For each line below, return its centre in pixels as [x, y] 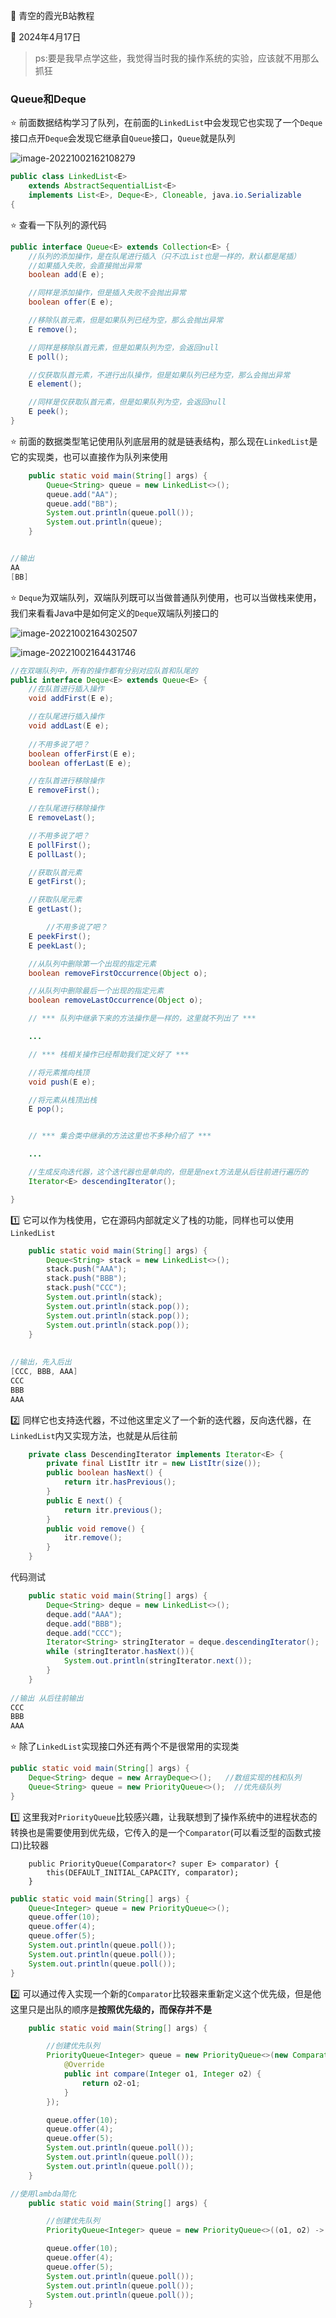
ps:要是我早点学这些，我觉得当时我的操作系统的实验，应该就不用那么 [177, 58]
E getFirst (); [57, 882]
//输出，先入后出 [41, 1362]
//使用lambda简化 [43, 2194]
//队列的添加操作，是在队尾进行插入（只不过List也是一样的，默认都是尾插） [164, 256]
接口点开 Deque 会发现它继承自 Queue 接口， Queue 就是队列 [123, 138]
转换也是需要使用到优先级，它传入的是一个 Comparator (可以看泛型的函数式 [161, 1832]
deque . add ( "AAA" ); [84, 1614]
